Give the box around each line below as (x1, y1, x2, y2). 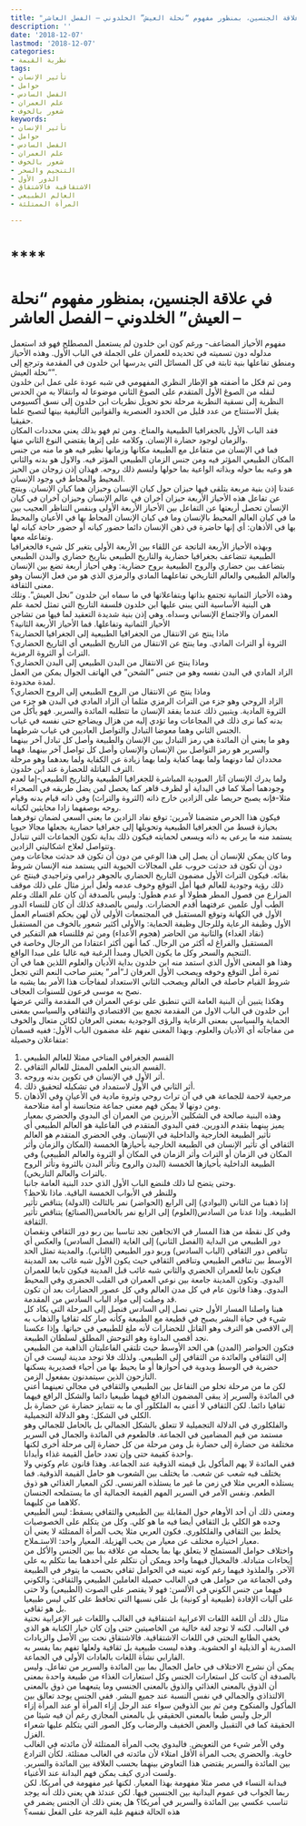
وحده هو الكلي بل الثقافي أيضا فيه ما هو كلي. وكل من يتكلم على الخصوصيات (23, 1517, 281, 1527)
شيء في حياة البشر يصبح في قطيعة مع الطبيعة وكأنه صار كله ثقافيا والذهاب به (23, 1313, 287, 1324)
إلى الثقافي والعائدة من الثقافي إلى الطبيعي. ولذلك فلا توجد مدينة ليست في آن (23, 1352, 287, 1362)
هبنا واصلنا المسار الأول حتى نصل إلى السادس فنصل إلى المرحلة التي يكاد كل (23, 1304, 284, 1314)
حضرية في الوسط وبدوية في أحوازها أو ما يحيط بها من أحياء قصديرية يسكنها (23, 1362, 279, 1372)
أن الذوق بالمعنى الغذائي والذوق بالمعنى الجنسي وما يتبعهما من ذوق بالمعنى (23, 1680, 278, 1691)
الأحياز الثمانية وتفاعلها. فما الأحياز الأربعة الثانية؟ (10, 618, 171, 629)
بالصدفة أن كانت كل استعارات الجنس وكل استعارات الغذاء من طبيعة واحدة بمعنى (23, 1671, 297, 1681)
